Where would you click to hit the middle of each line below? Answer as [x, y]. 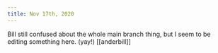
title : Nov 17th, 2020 [41, 14]
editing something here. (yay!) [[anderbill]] [69, 41]
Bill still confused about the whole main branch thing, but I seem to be [109, 34]
